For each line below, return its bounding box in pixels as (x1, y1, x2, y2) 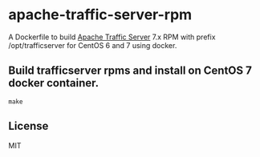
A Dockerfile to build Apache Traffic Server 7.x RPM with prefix (8, 32, 216, 42)
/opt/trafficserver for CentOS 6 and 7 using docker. (8, 40, 177, 50)
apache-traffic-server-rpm (8, 6, 193, 24)
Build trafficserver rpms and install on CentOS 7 (8, 64, 253, 78)
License (8, 119, 49, 133)
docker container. (8, 76, 100, 90)
